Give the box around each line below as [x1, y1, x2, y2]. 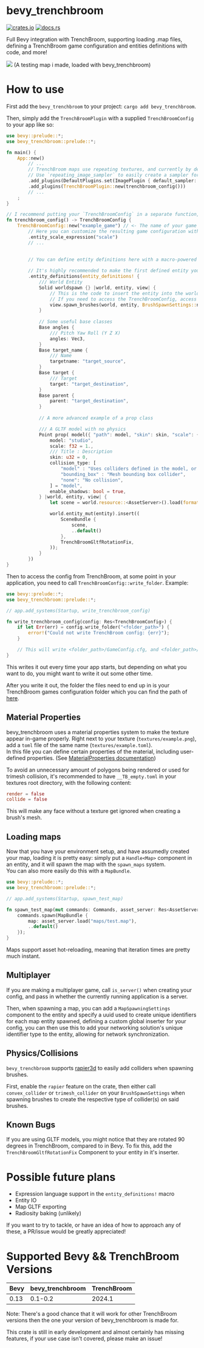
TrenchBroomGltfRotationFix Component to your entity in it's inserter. [6, 1149, 180, 1156]
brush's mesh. [6, 814, 42, 821]
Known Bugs [6, 1119, 56, 1130]
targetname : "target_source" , [49, 358, 126, 364]
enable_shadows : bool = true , [49, 488, 126, 494]
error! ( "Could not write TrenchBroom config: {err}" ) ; [28, 630, 170, 636]
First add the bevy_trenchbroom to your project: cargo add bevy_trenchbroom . [6, 102, 196, 110]
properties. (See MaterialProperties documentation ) [27, 754, 156, 762]
